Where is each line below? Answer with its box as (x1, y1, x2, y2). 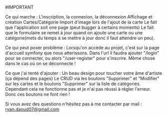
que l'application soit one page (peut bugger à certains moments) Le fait (5, 24, 154, 30)
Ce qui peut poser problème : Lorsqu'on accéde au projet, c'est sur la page (5, 45, 160, 50)
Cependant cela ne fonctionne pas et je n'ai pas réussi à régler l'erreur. (5, 86, 151, 92)
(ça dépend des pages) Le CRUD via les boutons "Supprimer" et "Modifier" (5, 76, 160, 81)
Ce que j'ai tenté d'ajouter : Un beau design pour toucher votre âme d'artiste (5, 70, 163, 76)
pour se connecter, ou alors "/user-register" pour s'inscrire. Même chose (5, 55, 156, 61)
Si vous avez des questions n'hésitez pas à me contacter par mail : (5, 101, 142, 107)
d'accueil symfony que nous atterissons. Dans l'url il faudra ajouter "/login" (5, 50, 160, 56)
